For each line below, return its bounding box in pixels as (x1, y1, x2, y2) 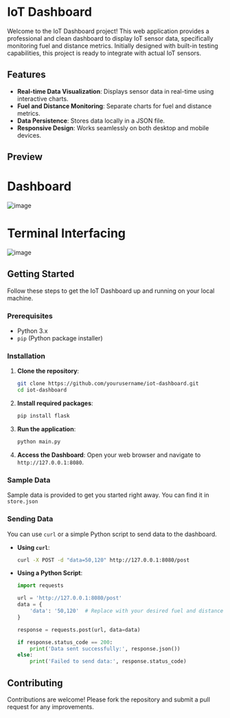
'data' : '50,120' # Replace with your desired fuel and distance (30, 608, 224, 615)
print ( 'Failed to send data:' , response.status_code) (30, 658, 187, 665)
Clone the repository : (16, 367, 80, 376)
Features (7, 69, 46, 81)
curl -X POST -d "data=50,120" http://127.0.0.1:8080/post (16, 556, 190, 564)
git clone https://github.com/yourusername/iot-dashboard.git (16, 380, 199, 387)
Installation (7, 351, 46, 361)
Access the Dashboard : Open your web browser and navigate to (16, 451, 201, 459)
